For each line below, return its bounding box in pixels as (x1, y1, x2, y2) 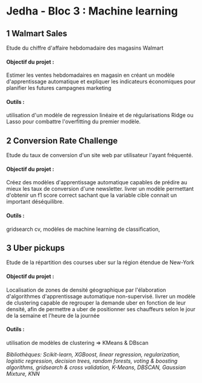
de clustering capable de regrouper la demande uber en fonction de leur (6, 299, 186, 306)
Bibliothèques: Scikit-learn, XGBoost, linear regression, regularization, (6, 350, 181, 358)
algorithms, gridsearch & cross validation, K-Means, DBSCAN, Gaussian (6, 364, 186, 371)
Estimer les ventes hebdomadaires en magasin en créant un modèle (6, 71, 175, 79)
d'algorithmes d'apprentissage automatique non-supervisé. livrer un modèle (6, 292, 196, 300)
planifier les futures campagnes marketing (6, 85, 112, 92)
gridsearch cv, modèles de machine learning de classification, (6, 225, 160, 233)
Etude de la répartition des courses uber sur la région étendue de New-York (6, 259, 195, 266)
